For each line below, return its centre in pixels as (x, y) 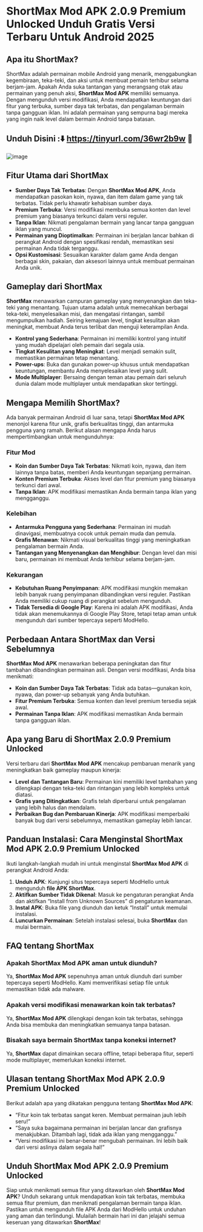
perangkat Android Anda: (38, 870)
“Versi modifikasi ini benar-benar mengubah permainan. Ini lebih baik (101, 1140)
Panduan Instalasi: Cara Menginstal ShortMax (95, 839)
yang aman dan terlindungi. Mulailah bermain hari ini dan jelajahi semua (95, 1216)
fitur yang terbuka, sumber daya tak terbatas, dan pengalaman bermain (95, 106)
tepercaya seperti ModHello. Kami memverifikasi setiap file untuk (88, 983)
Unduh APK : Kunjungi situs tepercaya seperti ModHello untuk (92, 881)
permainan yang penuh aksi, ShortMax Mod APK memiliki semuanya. (93, 93)
